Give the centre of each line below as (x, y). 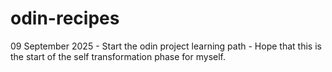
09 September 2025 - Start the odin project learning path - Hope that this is (166, 46)
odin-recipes (65, 18)
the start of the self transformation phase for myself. (118, 56)
